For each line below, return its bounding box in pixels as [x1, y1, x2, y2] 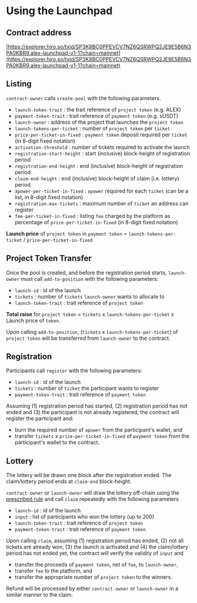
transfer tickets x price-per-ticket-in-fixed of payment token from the [14, 433, 190, 440]
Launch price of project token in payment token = [6, 230, 128, 237]
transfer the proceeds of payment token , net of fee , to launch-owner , [14, 561, 178, 568]
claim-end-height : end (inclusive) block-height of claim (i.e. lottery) [14, 175, 179, 182]
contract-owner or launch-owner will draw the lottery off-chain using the [6, 489, 179, 496]
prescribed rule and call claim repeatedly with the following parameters [6, 496, 179, 503]
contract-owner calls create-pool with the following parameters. [6, 94, 161, 101]
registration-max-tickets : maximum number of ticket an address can [14, 200, 189, 207]
